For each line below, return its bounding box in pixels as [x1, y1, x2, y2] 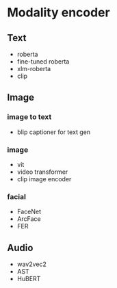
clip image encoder [16, 174, 72, 183]
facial [7, 192, 26, 201]
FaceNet [16, 207, 42, 216]
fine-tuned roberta [16, 57, 70, 66]
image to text [7, 112, 52, 122]
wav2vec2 [16, 260, 47, 268]
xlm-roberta [16, 65, 51, 73]
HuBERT [16, 275, 41, 283]
